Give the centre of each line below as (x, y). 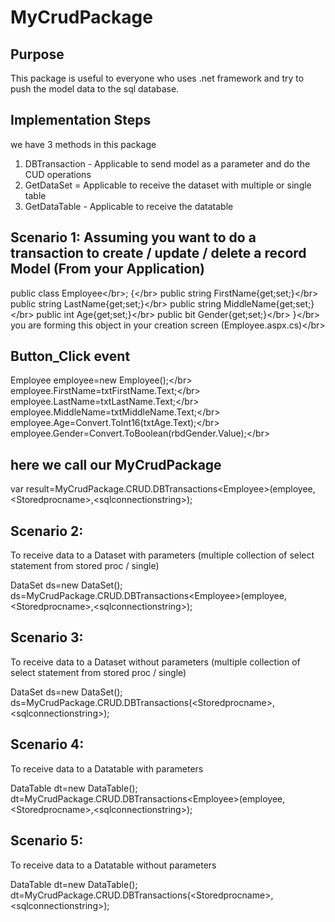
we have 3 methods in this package (83, 144)
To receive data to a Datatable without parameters (113, 865)
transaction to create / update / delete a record (158, 253)
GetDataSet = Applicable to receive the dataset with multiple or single (168, 185)
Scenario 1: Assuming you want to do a (133, 237)
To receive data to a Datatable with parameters (107, 768)
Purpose (37, 54)
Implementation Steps (81, 120)
